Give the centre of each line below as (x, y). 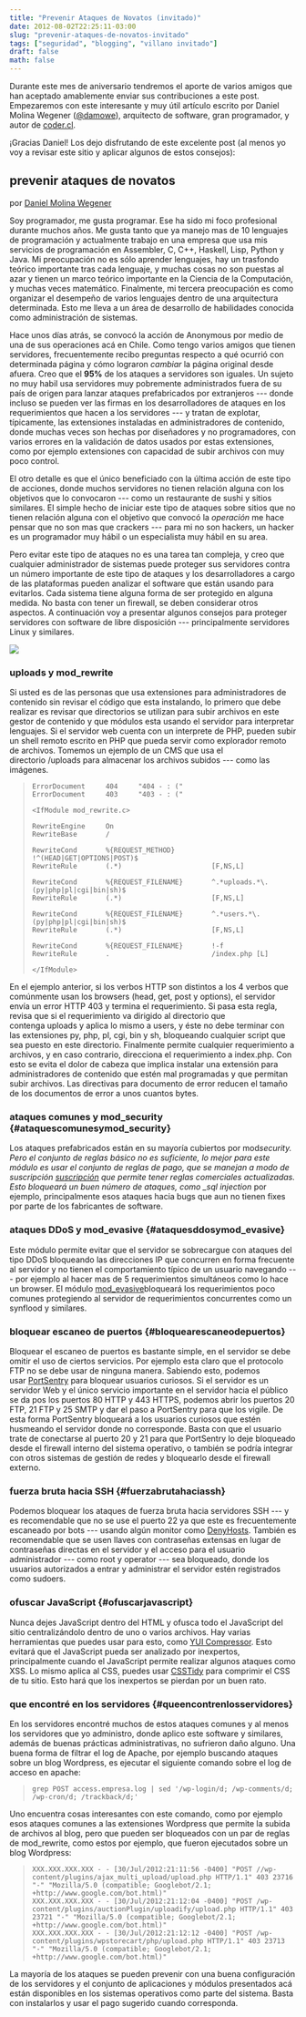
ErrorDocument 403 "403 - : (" (107, 795)
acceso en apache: (46, 1772)
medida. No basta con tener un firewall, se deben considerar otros (134, 602)
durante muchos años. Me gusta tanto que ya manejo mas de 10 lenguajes (149, 230)
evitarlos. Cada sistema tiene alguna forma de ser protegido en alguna (141, 592)
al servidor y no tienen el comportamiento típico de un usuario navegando (148, 1269)
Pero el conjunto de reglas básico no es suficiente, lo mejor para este (140, 1158)
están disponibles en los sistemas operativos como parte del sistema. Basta (152, 1993)
